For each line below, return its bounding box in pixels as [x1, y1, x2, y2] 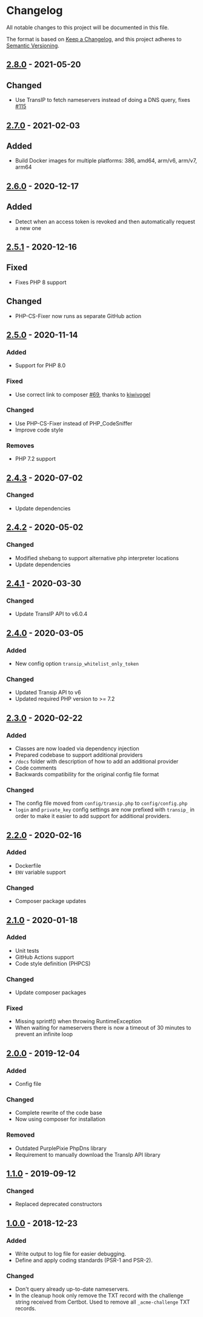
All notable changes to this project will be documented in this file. [6, 24, 170, 31]
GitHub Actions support [15, 953, 75, 961]
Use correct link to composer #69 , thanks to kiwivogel [15, 391, 150, 398]
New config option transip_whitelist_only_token [15, 660, 139, 667]
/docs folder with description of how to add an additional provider [15, 757, 179, 765]
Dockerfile [15, 862, 41, 869]
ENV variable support [15, 868, 66, 876]
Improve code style [15, 426, 64, 433]
